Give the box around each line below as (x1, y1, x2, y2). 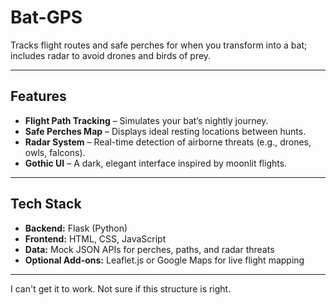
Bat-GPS (10, 6, 83, 29)
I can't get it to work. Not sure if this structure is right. (10, 282, 232, 295)
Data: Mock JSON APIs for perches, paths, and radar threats (24, 243, 275, 255)
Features (10, 88, 67, 105)
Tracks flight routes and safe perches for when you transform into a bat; (10, 39, 308, 51)
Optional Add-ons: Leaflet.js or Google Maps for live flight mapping (24, 254, 305, 266)
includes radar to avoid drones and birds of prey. (10, 49, 212, 61)
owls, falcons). (24, 146, 86, 158)
